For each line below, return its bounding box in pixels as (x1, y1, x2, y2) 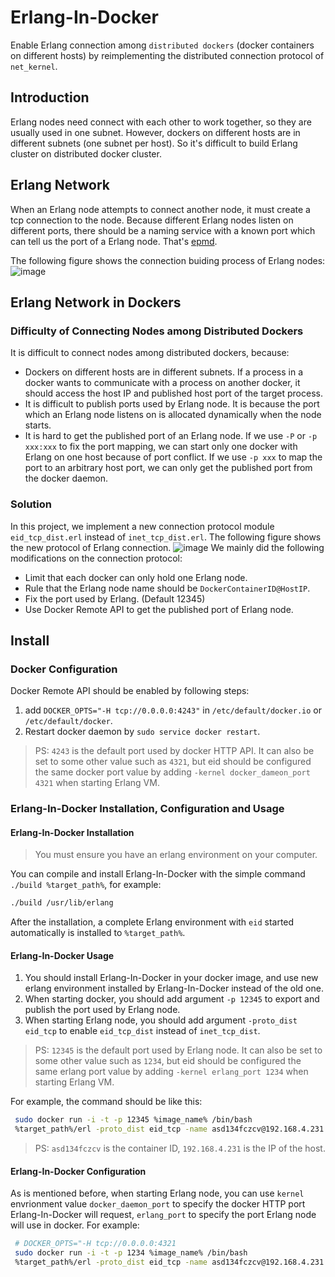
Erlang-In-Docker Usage (10, 949, 115, 961)
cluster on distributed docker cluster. (10, 147, 162, 160)
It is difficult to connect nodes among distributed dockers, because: (10, 347, 290, 359)
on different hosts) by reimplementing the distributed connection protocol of (10, 49, 325, 61)
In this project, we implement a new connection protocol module (10, 520, 275, 532)
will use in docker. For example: (10, 1219, 140, 1231)
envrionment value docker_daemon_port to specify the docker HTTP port (10, 1198, 306, 1210)
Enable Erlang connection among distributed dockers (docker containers (10, 39, 315, 51)
